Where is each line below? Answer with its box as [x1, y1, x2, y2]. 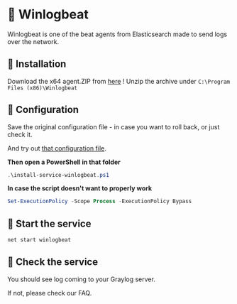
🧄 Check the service [7, 256, 98, 268]
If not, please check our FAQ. [7, 288, 92, 297]
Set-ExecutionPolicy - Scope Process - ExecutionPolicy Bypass [7, 198, 192, 205]
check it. [7, 130, 33, 139]
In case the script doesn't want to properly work [7, 184, 153, 192]
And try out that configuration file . [7, 143, 106, 152]
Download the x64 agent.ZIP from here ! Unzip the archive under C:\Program [7, 77, 231, 85]
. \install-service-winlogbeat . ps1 [7, 171, 110, 178]
